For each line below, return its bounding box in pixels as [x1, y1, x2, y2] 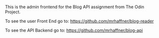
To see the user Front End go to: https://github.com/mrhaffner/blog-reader [5, 19, 154, 24]
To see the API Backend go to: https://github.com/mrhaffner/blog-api [5, 28, 143, 33]
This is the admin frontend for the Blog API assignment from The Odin [5, 4, 144, 9]
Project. [5, 9, 21, 15]
